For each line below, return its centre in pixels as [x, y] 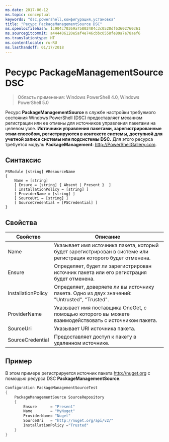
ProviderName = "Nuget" [47, 416]
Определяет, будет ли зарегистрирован [103, 266]
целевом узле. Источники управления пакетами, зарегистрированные [83, 128]
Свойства [21, 223]
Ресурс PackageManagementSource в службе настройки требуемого [80, 112]
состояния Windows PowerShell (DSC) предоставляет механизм [74, 118]
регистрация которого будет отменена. [102, 258]
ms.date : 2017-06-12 [27, 10]
